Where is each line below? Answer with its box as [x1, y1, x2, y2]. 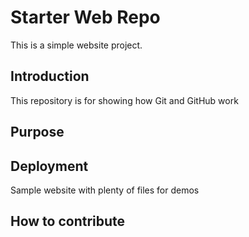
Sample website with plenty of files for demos [10, 184, 200, 196]
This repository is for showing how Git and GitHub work [10, 94, 239, 106]
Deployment [10, 157, 89, 175]
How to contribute [10, 213, 126, 230]
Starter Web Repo [10, 6, 161, 29]
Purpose [10, 124, 65, 141]
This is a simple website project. [10, 39, 143, 51]
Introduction [10, 68, 90, 85]
